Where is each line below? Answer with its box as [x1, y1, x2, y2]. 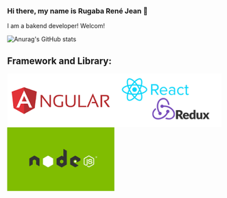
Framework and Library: [7, 55, 112, 67]
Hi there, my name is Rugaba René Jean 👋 [7, 6, 148, 16]
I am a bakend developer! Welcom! [7, 22, 105, 30]
